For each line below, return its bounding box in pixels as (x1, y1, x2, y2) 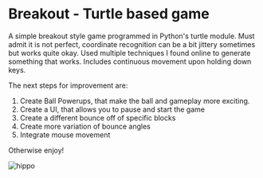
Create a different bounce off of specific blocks (19, 113, 176, 122)
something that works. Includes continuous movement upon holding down (8, 57, 252, 66)
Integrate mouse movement (19, 129, 111, 140)
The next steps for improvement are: (8, 81, 128, 90)
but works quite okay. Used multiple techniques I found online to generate (8, 48, 251, 57)
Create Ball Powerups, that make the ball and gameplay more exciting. (19, 96, 250, 105)
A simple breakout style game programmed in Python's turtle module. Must (8, 31, 255, 41)
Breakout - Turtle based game (8, 5, 210, 23)
